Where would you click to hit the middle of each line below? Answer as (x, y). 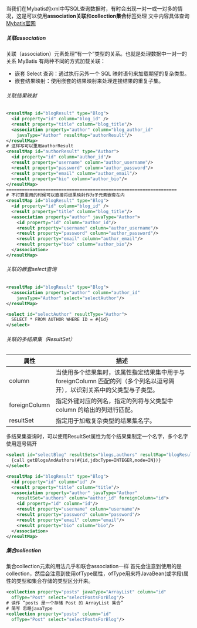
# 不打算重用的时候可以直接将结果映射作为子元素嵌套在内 (65, 195)
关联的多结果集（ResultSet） (41, 339)
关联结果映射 (21, 95)
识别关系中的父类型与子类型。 (117, 390)
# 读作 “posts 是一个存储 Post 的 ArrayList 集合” (65, 603)
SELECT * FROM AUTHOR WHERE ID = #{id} (60, 320)
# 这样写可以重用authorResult (40, 146)
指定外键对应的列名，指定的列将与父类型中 (114, 401)
